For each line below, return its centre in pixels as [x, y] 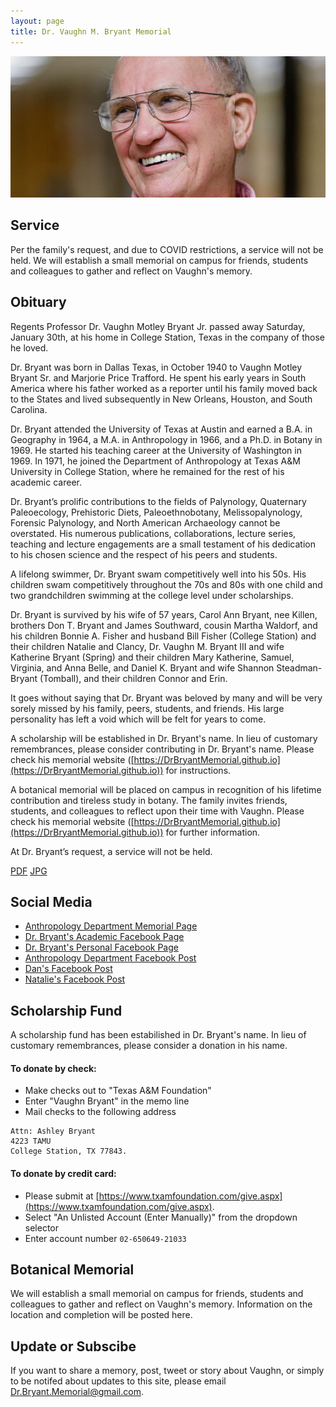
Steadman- [299, 667]
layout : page [37, 21]
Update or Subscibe [73, 1346]
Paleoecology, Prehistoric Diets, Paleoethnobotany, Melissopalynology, [156, 512]
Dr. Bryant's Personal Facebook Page [101, 947]
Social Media [51, 902]
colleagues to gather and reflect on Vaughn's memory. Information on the [161, 1304]
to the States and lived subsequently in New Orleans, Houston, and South [161, 399]
